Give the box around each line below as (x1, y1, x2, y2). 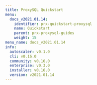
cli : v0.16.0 (9, 53, 37, 59)
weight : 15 (14, 35, 37, 40)
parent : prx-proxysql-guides (14, 30, 75, 35)
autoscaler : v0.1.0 (9, 49, 50, 54)
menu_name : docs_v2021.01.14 (5, 40, 66, 45)
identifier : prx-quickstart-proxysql (14, 21, 93, 26)
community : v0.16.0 (9, 58, 50, 63)
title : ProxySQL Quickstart (5, 7, 64, 12)
